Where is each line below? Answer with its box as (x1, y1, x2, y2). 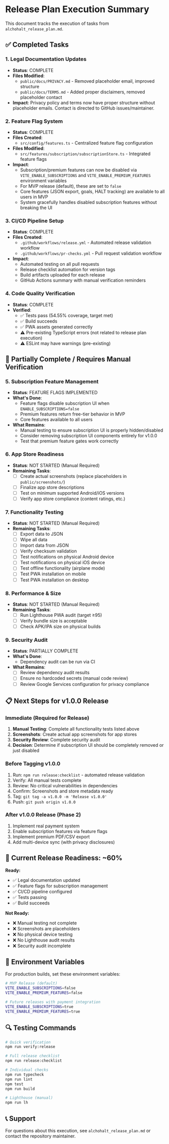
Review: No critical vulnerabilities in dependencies (12, 782, 118, 788)
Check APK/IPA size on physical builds (20, 623, 101, 630)
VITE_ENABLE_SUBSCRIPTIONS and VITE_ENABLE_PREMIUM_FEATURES (20, 172, 151, 178)
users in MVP (20, 194, 48, 200)
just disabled (12, 747, 39, 754)
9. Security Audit (5, 637, 48, 644)
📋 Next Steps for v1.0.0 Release (5, 697, 109, 705)
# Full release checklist (5, 1054, 60, 1059)
